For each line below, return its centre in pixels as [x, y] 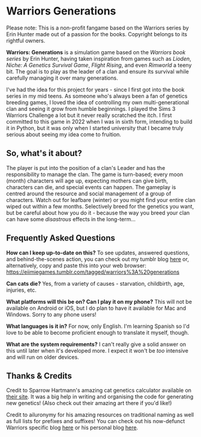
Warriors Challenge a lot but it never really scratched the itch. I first [89, 115]
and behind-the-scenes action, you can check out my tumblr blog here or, [97, 259]
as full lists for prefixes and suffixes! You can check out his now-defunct [96, 421]
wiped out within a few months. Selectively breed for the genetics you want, [100, 206]
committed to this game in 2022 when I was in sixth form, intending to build [99, 121]
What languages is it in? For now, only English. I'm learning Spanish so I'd [98, 326]
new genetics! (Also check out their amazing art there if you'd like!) [89, 403]
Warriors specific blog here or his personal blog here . [72, 428]
